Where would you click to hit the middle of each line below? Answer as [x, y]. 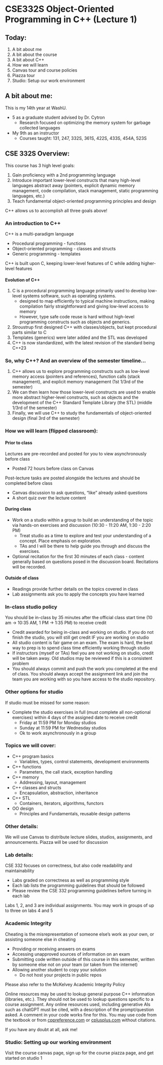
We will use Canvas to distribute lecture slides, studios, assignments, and [79, 837]
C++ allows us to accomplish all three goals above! [56, 210]
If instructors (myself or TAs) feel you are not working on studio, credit [83, 653]
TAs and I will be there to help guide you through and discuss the [85, 546]
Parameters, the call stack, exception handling [66, 772]
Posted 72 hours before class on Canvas [53, 468]
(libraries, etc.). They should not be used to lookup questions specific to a [79, 999]
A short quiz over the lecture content [49, 498]
